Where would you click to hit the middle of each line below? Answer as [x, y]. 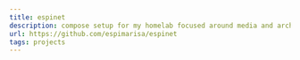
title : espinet [37, 17]
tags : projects [37, 42]
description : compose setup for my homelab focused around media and [142, 26]
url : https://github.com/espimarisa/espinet [93, 34]
